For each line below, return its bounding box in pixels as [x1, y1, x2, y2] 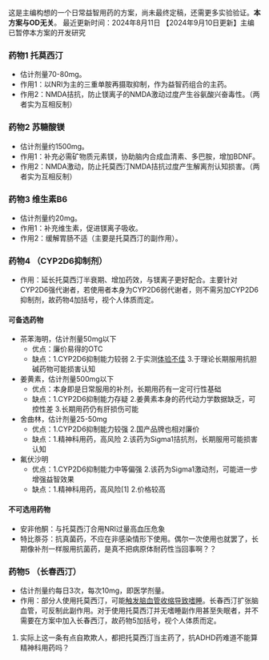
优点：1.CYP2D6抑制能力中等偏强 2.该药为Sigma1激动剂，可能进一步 [31, 464, 259, 474]
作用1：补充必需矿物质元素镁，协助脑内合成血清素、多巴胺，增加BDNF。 [19, 152, 260, 161]
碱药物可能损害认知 [31, 364, 96, 374]
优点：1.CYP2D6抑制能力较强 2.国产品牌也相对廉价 [31, 424, 200, 434]
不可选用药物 [8, 504, 50, 514]
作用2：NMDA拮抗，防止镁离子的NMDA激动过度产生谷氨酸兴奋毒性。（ [19, 90, 254, 99]
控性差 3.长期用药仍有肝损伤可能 [31, 404, 139, 414]
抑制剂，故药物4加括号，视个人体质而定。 [19, 295, 159, 305]
